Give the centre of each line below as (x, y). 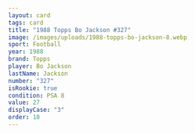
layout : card (29, 15)
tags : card (26, 23)
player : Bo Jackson (40, 66)
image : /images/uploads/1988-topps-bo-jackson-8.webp (98, 37)
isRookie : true (33, 88)
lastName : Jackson (38, 74)
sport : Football (34, 45)
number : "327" (31, 81)
